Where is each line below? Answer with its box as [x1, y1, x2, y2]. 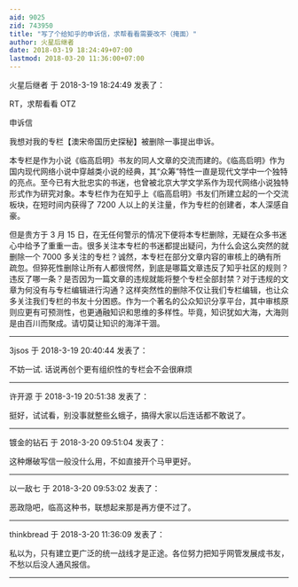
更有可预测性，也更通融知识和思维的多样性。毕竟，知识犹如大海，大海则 [24, 307, 289, 317]
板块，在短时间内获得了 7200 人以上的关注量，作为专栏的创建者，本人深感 [9, 200, 281, 209]
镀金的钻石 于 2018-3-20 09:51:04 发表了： [9, 437, 167, 448]
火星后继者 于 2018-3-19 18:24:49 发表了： [9, 80, 166, 90]
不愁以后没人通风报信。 [9, 560, 95, 569]
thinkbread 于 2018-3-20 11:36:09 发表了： [9, 529, 166, 539]
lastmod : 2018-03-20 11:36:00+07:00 [9, 54, 145, 63]
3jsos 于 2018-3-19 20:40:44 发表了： [9, 345, 148, 356]
